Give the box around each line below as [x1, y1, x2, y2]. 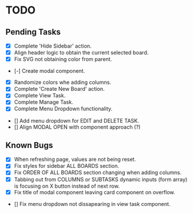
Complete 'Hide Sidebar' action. [14, 42, 92, 49]
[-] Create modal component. [14, 67, 85, 75]
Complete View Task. [14, 92, 66, 99]
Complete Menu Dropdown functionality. [14, 105, 113, 112]
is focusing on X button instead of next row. [14, 182, 120, 190]
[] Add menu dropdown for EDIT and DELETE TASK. [14, 117, 139, 124]
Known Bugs [5, 140, 54, 150]
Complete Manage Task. [14, 99, 74, 106]
